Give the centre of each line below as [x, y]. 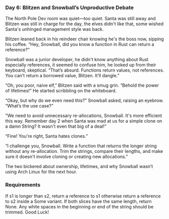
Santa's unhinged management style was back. [54, 29]
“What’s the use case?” [30, 106]
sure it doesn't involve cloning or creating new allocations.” [67, 157]
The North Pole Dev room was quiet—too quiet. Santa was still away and [80, 19]
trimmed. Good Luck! [27, 212]
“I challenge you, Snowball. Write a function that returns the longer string [81, 146]
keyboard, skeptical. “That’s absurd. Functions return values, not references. [85, 70]
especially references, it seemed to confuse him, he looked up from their [81, 65]
